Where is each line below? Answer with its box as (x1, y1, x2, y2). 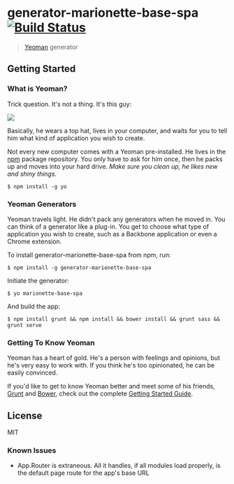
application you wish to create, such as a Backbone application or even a (7, 229, 218, 238)
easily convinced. (7, 368, 58, 377)
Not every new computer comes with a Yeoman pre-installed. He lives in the (7, 147, 226, 156)
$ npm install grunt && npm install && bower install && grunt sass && (7, 315, 220, 322)
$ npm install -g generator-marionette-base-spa (7, 264, 152, 271)
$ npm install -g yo (7, 183, 68, 190)
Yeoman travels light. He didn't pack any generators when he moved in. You (7, 215, 226, 223)
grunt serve (7, 322, 42, 328)
